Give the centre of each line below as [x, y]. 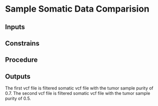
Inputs [15, 27]
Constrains [22, 43]
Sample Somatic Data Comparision [77, 9]
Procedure [22, 60]
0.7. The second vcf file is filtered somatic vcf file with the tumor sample [78, 93]
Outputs [18, 76]
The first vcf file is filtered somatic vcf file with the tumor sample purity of [79, 88]
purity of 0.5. [18, 99]
